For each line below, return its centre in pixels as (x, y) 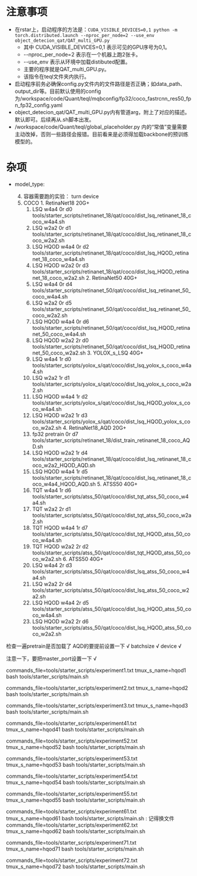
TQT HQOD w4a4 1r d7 (60, 527)
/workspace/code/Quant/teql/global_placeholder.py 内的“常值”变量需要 (101, 126)
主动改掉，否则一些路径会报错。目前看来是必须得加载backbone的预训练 (101, 134)
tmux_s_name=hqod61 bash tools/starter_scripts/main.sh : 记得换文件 (90, 818)
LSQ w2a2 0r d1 (51, 228)
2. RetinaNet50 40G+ (112, 277)
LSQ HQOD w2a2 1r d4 (60, 453)
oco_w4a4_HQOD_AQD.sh (64, 484)
